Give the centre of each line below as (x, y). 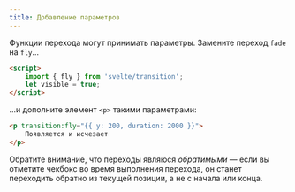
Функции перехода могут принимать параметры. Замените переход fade (148, 42)
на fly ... (24, 52)
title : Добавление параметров (65, 17)
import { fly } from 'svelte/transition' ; (104, 76)
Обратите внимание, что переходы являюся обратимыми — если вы (140, 159)
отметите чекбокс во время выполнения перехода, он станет (125, 168)
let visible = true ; (63, 85)
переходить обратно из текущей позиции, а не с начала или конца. (136, 178)
